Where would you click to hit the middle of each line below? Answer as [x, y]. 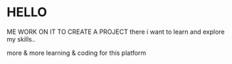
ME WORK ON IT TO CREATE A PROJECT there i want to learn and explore [116, 32]
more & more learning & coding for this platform [77, 53]
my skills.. [21, 39]
